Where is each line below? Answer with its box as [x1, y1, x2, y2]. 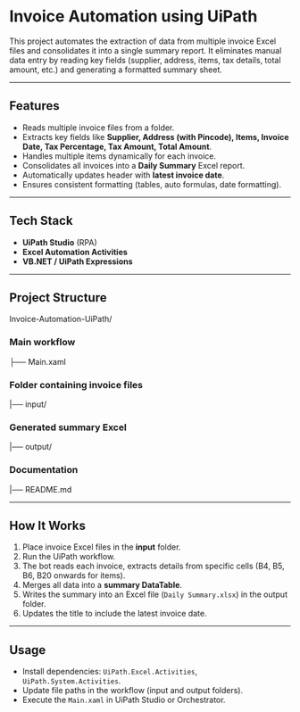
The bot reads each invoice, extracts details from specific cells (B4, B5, [21, 560, 285, 572]
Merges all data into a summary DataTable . [21, 580, 183, 591]
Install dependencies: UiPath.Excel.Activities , [21, 666, 198, 677]
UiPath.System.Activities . [21, 675, 121, 686]
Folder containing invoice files [9, 378, 144, 391]
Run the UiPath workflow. [21, 551, 116, 562]
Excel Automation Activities [21, 246, 128, 257]
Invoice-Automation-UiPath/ [9, 314, 112, 325]
